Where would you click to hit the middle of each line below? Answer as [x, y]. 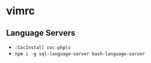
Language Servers [41, 33]
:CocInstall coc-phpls [43, 48]
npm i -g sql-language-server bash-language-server [80, 54]
